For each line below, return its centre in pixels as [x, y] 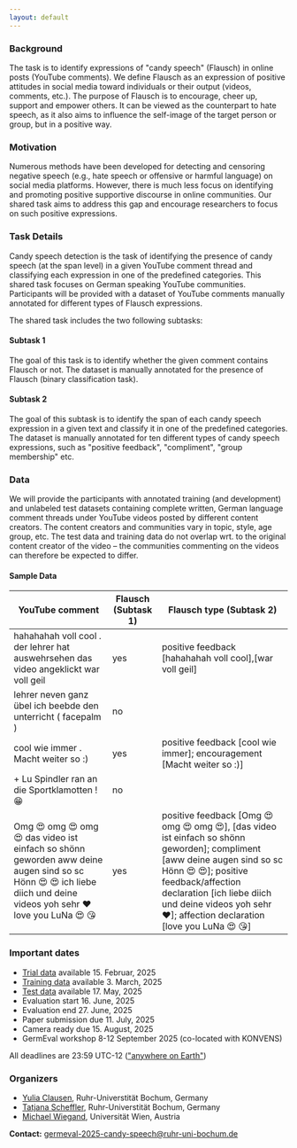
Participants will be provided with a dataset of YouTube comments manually [147, 293]
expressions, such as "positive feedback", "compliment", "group [126, 447]
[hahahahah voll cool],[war [218, 659]
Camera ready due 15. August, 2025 [88, 1028]
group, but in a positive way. [61, 124]
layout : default [39, 17]
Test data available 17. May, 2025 [82, 991]
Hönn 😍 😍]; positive [206, 871]
